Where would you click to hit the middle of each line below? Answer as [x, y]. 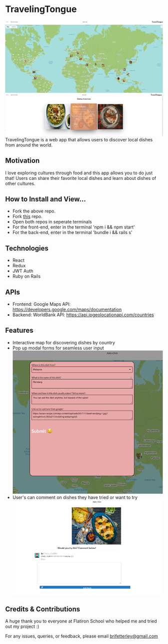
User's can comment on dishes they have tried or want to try [75, 497]
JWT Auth [23, 271]
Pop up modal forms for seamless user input [58, 348]
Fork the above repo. [34, 211]
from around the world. [29, 145]
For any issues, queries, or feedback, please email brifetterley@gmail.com [82, 636]
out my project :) [22, 626]
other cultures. [20, 183]
